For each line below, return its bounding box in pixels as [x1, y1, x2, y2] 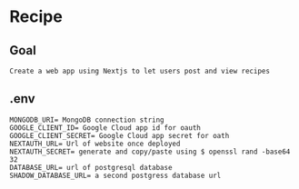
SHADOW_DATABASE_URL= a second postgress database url [9, 171, 222, 180]
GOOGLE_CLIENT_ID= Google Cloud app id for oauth [9, 123, 202, 133]
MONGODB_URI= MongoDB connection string [9, 115, 165, 124]
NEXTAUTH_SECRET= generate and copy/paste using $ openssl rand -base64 [9, 147, 291, 156]
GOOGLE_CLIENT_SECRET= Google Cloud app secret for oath [9, 131, 230, 140]
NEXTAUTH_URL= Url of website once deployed [9, 139, 181, 148]
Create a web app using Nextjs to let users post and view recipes [9, 66, 271, 75]
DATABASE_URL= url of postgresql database [9, 163, 173, 172]
